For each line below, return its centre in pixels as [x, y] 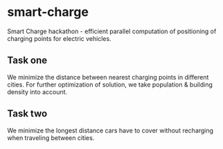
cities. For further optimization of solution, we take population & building [110, 85]
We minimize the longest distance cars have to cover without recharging [110, 130]
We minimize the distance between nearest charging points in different [108, 77]
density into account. [37, 91]
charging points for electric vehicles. [60, 38]
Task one [27, 61]
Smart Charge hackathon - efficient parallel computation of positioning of [112, 31]
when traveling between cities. [51, 138]
